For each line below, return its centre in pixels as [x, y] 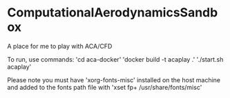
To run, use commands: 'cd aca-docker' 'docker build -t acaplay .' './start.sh [115, 59]
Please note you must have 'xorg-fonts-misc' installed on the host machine [114, 79]
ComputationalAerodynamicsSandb [113, 13]
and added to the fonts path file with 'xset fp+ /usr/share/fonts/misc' [105, 87]
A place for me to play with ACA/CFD [60, 46]
